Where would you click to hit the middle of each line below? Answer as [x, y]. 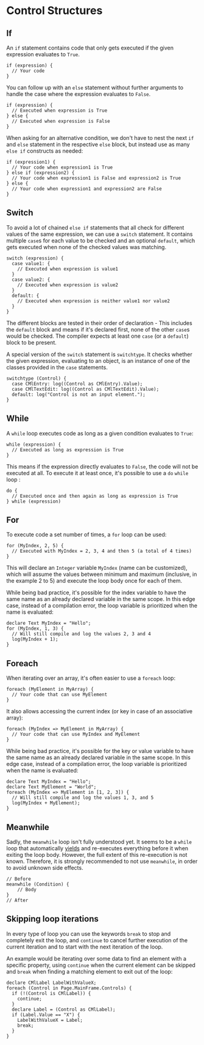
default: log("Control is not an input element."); [79, 395]
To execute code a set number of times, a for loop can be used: [86, 534]
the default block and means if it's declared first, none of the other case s [98, 329]
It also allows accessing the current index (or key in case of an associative [100, 712]
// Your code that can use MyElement [60, 695]
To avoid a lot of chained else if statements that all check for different [95, 227]
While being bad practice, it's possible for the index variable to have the [97, 592]
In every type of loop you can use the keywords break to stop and [89, 934]
